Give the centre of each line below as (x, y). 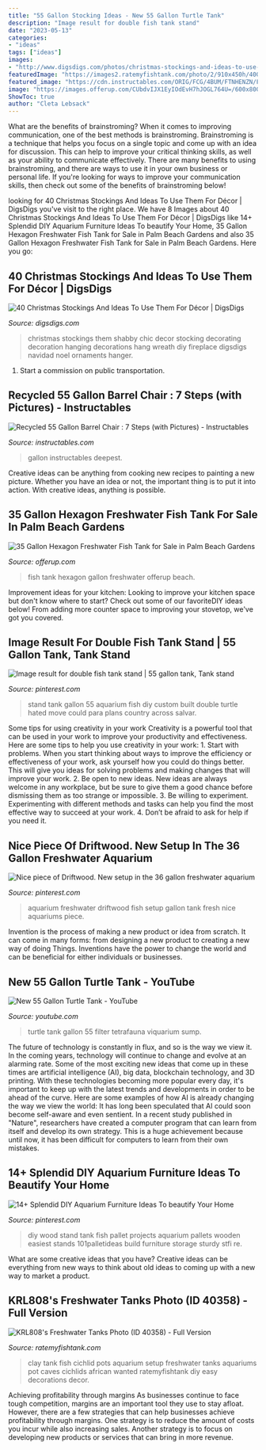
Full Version (38, 1313)
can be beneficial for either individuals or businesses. (95, 957)
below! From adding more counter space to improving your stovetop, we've (131, 609)
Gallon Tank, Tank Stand (69, 654)
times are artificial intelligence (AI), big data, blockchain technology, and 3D (131, 1072)
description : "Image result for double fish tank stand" (104, 23)
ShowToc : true (32, 97)
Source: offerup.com (42, 561)
